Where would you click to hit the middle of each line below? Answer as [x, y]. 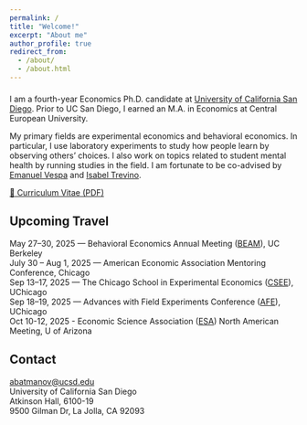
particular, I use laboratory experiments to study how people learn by [139, 145]
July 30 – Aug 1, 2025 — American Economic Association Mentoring [138, 262]
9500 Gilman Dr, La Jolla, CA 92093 [77, 410]
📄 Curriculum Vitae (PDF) [57, 192]
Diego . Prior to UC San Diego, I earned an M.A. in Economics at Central [143, 108]
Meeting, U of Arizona [51, 331]
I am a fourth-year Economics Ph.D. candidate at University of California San [153, 99]
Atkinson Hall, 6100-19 [52, 401]
